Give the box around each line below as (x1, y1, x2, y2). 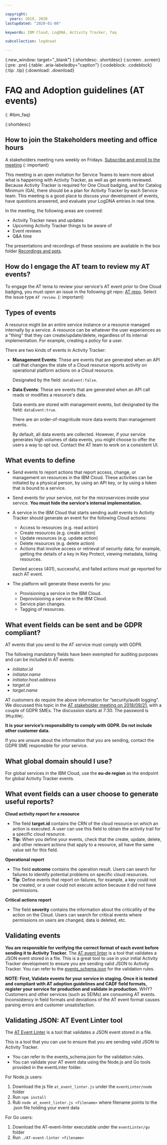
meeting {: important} (5, 162, 49, 168)
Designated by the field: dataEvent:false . (12, 377, 97, 383)
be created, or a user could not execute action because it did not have (12, 882, 157, 888)
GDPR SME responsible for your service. (5, 742, 88, 748)
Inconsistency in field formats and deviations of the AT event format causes (5, 996, 160, 1002)
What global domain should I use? (5, 757, 112, 765)
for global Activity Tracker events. (5, 775, 75, 781)
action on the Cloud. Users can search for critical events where (12, 911, 142, 917)
